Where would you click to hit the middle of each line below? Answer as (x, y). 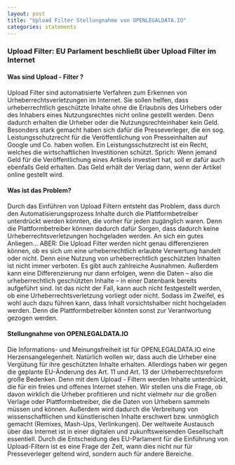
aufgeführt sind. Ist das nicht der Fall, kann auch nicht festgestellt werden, (115, 288)
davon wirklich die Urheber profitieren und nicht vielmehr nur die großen (112, 394)
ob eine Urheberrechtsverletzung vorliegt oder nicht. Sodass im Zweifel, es (116, 295)
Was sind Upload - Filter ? (46, 76)
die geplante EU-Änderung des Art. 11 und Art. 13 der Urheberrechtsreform (115, 372)
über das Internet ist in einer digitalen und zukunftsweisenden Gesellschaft (115, 431)
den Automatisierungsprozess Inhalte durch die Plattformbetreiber (103, 213)
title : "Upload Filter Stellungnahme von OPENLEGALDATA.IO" (97, 20)
